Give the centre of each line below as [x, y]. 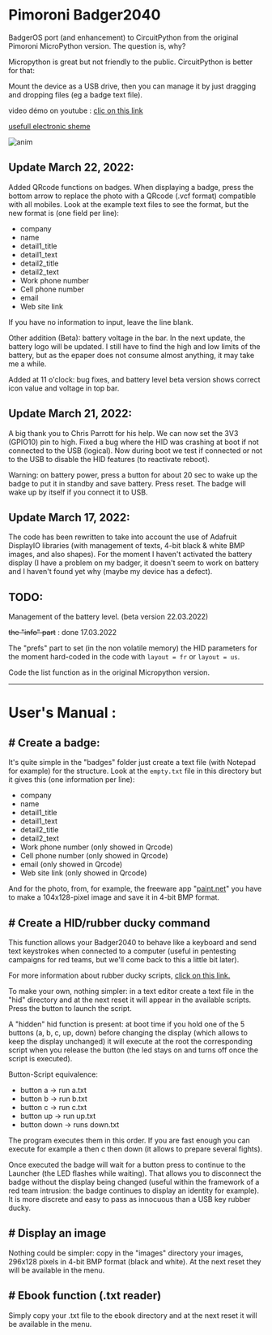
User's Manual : [62, 713]
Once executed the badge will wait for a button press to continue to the [127, 1164]
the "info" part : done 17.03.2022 [63, 633]
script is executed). [40, 1058]
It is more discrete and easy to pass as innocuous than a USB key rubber [130, 1199]
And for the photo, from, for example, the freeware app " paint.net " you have [135, 889]
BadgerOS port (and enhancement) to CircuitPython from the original [123, 37]
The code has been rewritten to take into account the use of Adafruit [123, 537]
